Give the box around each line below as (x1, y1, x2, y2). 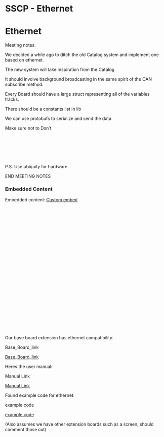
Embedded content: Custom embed (5, 197, 78, 203)
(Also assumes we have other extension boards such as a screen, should (5, 421, 154, 427)
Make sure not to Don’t (5, 125, 52, 131)
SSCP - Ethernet (5, 3, 73, 14)
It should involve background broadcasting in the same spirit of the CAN (5, 76, 152, 82)
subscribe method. (5, 81, 43, 87)
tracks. (5, 96, 19, 102)
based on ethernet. (5, 57, 44, 63)
